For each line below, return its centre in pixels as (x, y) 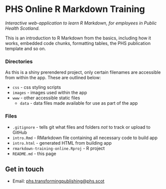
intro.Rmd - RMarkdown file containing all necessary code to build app (85, 138)
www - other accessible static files (46, 98)
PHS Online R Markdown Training (75, 9)
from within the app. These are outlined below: (53, 78)
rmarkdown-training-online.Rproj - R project (59, 148)
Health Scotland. (22, 28)
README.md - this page (34, 154)
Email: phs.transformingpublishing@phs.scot (58, 181)
